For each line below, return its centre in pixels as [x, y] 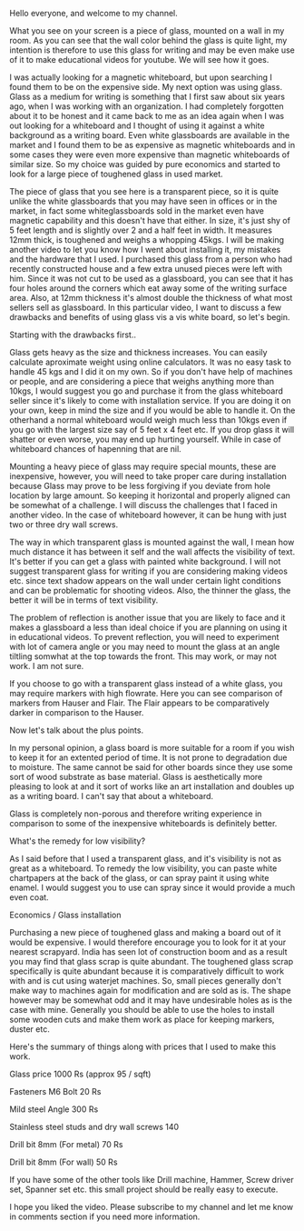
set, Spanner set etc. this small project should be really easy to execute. [144, 1189]
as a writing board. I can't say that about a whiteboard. [112, 796]
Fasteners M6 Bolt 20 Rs [55, 1091]
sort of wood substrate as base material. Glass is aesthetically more [136, 777]
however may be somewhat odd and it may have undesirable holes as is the [151, 1000]
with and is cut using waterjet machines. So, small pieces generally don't [145, 981]
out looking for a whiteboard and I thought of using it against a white [137, 125]
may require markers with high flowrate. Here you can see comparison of [146, 693]
